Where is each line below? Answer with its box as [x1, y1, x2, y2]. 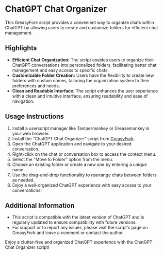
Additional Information [5, 201, 75, 210]
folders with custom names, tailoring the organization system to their [12, 77, 149, 83]
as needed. [12, 177, 35, 183]
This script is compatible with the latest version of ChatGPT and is [12, 214, 145, 220]
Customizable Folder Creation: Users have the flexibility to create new [12, 72, 154, 78]
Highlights [5, 44, 37, 52]
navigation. [12, 98, 35, 104]
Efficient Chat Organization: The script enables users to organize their [12, 57, 154, 63]
